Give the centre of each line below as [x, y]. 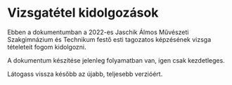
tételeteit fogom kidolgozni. [47, 47]
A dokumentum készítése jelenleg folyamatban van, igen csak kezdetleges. [116, 60]
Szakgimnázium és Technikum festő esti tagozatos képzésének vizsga [109, 39]
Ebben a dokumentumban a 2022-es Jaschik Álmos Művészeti [98, 32]
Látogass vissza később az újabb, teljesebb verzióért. [85, 74]
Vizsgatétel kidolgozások [83, 13]
